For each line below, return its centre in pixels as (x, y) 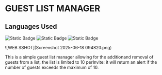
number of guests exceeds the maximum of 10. (52, 67)
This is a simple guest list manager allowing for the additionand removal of (79, 57)
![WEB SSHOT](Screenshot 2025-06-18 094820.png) (58, 47)
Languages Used (31, 27)
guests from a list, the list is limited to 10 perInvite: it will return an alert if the (81, 62)
